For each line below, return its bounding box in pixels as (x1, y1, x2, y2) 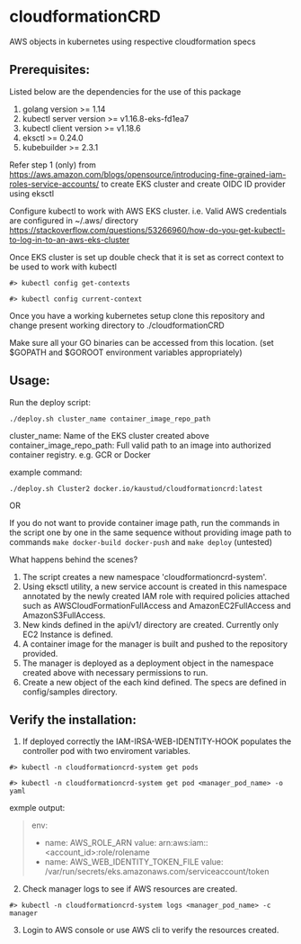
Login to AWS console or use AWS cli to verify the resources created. (22, 925, 279, 936)
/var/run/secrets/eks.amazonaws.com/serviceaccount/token (44, 867, 270, 877)
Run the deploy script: (9, 396, 92, 407)
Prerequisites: (9, 62, 90, 77)
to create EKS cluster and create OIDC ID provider (101, 178, 286, 189)
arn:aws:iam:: (158, 838, 208, 849)
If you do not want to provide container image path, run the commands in (9, 517, 280, 528)
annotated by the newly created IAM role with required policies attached (22, 590, 290, 601)
